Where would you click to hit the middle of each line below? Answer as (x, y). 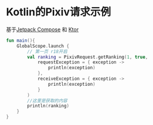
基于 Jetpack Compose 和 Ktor (42, 29)
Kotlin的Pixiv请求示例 (59, 12)
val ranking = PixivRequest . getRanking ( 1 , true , (88, 57)
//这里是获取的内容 (47, 100)
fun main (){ (21, 40)
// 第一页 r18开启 (47, 51)
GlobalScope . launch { (43, 46)
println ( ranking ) (48, 106)
